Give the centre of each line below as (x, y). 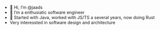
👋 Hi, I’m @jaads (26, 7)
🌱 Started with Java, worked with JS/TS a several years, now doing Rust (82, 17)
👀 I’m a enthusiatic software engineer (47, 12)
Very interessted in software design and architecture (62, 22)
